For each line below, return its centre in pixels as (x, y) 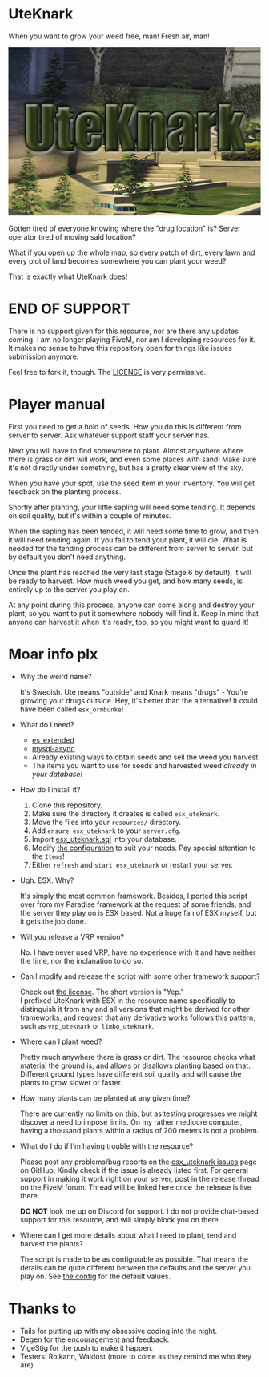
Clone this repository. (67, 805)
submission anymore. (44, 356)
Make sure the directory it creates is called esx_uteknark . (126, 813)
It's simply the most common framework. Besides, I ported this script (134, 896)
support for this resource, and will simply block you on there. (120, 1219)
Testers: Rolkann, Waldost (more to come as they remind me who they (136, 1356)
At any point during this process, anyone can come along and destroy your (131, 605)
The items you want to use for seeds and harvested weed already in (144, 765)
